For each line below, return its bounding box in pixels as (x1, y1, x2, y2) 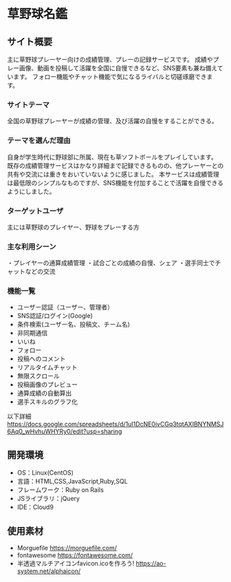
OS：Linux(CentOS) (16, 468, 74, 477)
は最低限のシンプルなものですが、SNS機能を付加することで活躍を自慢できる (7, 178, 224, 186)
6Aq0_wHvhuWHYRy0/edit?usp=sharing (7, 427, 122, 435)
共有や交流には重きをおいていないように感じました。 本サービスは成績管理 (7, 170, 220, 178)
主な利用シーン (7, 241, 56, 251)
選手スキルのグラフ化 (16, 398, 78, 406)
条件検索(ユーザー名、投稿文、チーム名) (16, 321, 131, 329)
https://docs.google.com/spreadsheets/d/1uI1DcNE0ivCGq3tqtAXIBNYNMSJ (7, 420, 224, 429)
